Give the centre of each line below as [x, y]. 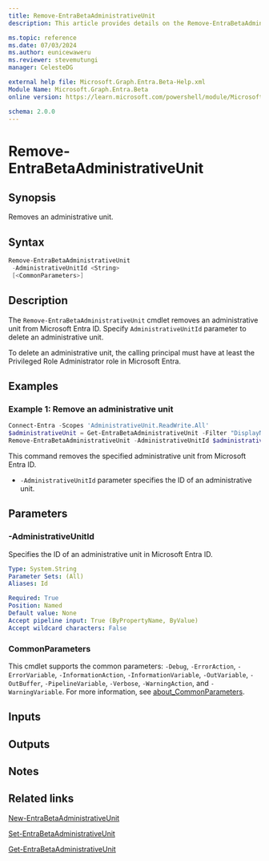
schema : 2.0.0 [32, 112]
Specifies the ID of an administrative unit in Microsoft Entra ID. [111, 554]
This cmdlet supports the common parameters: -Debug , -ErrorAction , [122, 666]
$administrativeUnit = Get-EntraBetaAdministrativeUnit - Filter [118, 433]
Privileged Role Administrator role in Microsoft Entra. [95, 361]
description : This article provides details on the [96, 23]
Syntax [26, 242]
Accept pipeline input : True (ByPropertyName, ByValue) [103, 620]
